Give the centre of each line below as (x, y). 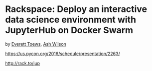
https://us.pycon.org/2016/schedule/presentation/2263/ (63, 54)
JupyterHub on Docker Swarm (69, 30)
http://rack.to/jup (23, 63)
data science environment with (71, 20)
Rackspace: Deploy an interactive (76, 9)
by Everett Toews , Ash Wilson (36, 44)
